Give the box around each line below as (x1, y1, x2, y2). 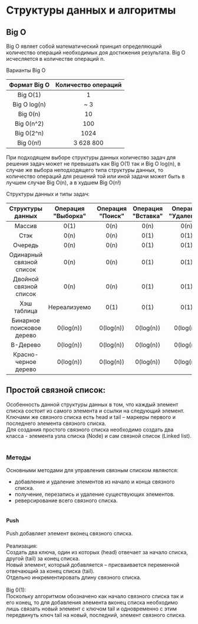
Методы (6, 453, 31, 461)
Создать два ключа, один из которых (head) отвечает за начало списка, (6, 549, 189, 556)
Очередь (12, 241, 39, 249)
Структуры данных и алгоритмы (6, 4, 176, 17)
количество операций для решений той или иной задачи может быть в (6, 173, 185, 180)
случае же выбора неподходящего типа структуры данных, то (6, 167, 164, 173)
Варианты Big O (6, 67, 46, 74)
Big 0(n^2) (14, 119, 44, 128)
